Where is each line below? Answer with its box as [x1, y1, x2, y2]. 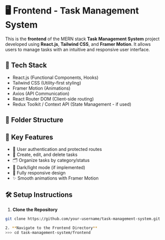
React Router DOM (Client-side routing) [12, 96, 94, 102]
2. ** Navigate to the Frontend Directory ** [5, 225, 98, 230]
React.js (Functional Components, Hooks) [12, 74, 99, 81]
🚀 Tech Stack [5, 61, 47, 69]
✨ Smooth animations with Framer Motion [12, 175, 99, 181]
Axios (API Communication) [12, 90, 70, 97]
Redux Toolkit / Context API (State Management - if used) [12, 101, 131, 107]
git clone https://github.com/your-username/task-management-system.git [5, 216, 160, 221]
